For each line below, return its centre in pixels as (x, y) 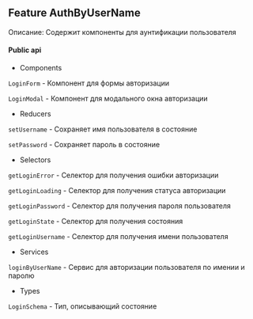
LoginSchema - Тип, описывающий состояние (83, 306)
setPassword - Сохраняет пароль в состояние (84, 145)
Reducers (35, 114)
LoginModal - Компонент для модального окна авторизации (108, 99)
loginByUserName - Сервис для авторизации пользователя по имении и (126, 268)
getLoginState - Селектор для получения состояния (96, 222)
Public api (25, 50)
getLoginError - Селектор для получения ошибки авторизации (113, 175)
